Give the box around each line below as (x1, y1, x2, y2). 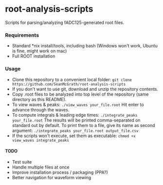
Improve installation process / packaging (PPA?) (12, 169, 108, 175)
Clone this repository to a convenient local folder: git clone (12, 77, 132, 82)
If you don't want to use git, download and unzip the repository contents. (12, 86, 159, 92)
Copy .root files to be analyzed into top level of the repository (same (12, 91, 149, 97)
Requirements (5, 32, 39, 39)
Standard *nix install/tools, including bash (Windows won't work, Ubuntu (12, 43, 158, 49)
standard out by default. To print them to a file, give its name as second (12, 122, 155, 128)
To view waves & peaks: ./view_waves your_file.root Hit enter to (12, 102, 145, 107)
